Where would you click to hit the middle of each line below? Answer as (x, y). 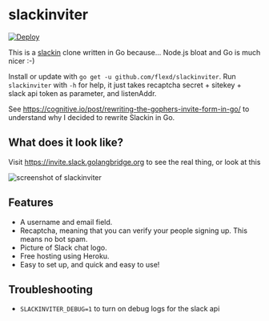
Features (31, 203)
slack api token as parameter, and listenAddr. (82, 93)
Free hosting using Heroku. (64, 256)
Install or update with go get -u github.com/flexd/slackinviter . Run (122, 76)
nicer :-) (22, 61)
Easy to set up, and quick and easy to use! (90, 264)
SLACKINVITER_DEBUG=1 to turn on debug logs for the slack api (120, 309)
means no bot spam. (54, 239)
